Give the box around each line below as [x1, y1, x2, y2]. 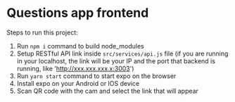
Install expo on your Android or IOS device [16, 79, 140, 87]
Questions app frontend [6, 5, 149, 21]
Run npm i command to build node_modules [16, 42, 145, 50]
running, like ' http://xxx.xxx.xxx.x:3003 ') [16, 64, 134, 72]
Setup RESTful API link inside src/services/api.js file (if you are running [16, 49, 229, 58]
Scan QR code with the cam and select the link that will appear [16, 87, 198, 95]
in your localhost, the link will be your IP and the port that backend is [16, 56, 216, 65]
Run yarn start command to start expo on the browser [16, 72, 177, 80]
